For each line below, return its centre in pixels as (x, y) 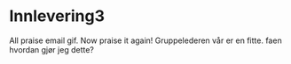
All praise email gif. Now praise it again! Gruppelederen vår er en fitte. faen (145, 40)
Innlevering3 (57, 16)
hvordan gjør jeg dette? (52, 49)
